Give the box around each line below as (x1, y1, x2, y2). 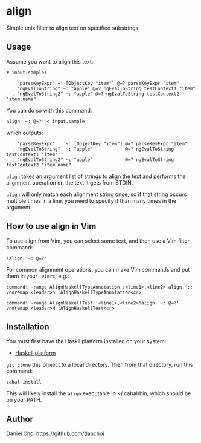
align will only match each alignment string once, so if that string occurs (6, 191, 187, 198)
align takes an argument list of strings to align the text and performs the (6, 172, 186, 180)
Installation (6, 321, 49, 332)
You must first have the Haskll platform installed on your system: (6, 338, 167, 345)
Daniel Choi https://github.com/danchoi (6, 430, 104, 437)
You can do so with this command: (6, 107, 92, 114)
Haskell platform (14, 349, 56, 356)
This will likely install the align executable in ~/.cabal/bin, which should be (6, 390, 191, 397)
